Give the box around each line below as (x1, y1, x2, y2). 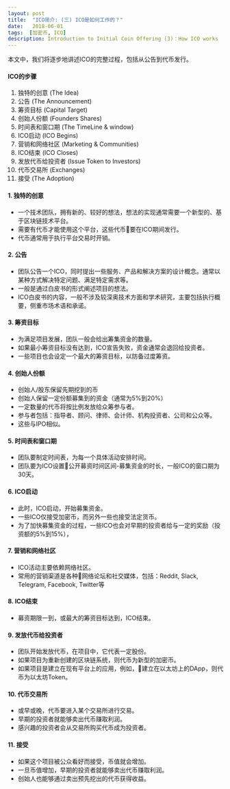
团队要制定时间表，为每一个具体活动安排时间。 (17, 453, 150, 461)
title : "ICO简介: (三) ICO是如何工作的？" (8, 16, 124, 23)
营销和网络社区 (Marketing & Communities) (17, 140, 139, 148)
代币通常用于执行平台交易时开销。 (17, 234, 114, 242)
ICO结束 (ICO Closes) (17, 149, 79, 157)
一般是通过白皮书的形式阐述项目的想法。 (17, 284, 132, 292)
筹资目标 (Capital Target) (17, 106, 88, 114)
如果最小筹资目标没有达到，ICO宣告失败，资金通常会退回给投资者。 (17, 343, 209, 352)
